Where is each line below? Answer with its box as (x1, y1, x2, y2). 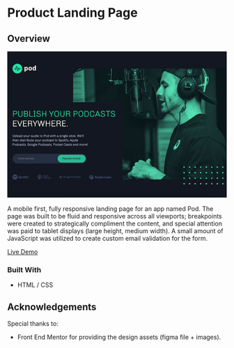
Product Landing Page (7, 5, 138, 21)
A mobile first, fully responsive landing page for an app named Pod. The (7, 205, 214, 213)
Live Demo (7, 248, 38, 255)
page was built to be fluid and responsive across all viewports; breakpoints (7, 212, 222, 220)
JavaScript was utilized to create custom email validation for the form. (7, 235, 208, 242)
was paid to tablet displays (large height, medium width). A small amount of (7, 227, 224, 235)
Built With (7, 264, 42, 274)
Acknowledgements (7, 301, 97, 313)
